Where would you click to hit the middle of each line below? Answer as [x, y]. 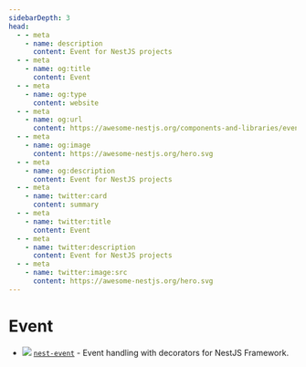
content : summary [66, 205]
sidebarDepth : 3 [39, 18]
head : [19, 26]
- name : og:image [58, 145]
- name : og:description [70, 171]
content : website [66, 103]
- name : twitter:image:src [76, 273]
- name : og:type [56, 94]
